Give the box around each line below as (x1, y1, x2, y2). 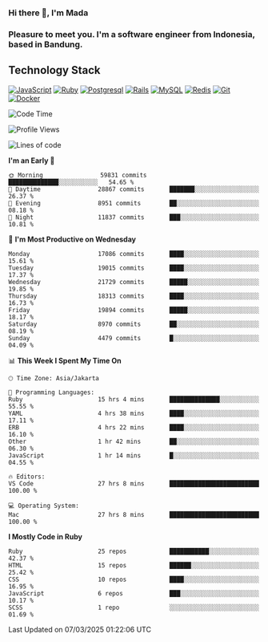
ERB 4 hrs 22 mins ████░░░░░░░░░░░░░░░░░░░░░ (8, 423, 260, 432)
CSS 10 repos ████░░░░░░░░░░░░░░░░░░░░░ (8, 575, 260, 583)
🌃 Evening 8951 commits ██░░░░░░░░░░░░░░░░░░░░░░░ (8, 199, 260, 207)
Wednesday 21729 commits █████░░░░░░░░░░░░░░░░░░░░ (8, 278, 260, 286)
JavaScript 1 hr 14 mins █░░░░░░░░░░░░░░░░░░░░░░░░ (8, 451, 260, 460)
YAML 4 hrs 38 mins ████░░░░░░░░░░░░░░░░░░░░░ (8, 409, 260, 417)
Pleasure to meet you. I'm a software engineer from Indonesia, (8, 28, 255, 39)
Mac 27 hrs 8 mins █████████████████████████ (8, 510, 260, 518)
